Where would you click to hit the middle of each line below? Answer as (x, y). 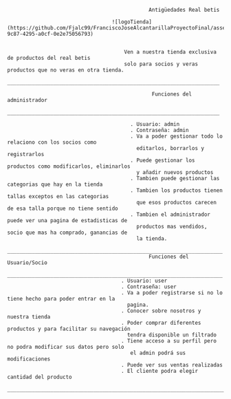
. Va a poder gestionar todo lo (177, 136)
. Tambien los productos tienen (177, 191)
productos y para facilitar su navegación (69, 329)
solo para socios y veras (161, 64)
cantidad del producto (40, 377)
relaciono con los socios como (52, 142)
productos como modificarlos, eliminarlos (69, 166)
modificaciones (29, 359)
